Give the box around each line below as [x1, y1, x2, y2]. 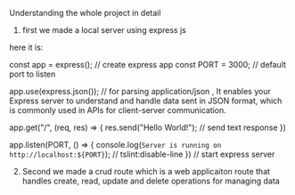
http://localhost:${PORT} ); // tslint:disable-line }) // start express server [9, 149, 275, 159]
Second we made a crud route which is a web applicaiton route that [21, 167, 270, 176]
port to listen [9, 69, 56, 79]
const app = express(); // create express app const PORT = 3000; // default [9, 60, 287, 69]
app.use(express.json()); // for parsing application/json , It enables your [9, 86, 272, 96]
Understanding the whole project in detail [9, 8, 161, 18]
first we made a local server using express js [21, 25, 187, 35]
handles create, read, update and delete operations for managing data [21, 175, 281, 186]
